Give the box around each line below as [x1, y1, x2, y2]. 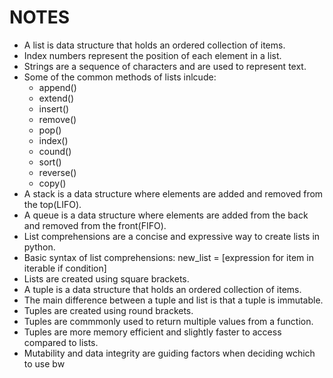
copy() [38, 177, 67, 189]
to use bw [23, 357, 66, 370]
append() [38, 81, 77, 93]
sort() [38, 156, 62, 168]
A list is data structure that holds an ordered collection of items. [23, 39, 286, 51]
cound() [38, 145, 72, 157]
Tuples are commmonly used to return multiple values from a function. [23, 315, 314, 327]
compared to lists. [23, 336, 99, 348]
